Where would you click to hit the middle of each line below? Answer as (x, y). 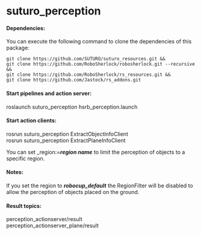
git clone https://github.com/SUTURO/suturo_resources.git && (86, 59)
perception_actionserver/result (44, 219)
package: (18, 48)
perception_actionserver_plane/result (53, 226)
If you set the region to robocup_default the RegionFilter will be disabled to (100, 186)
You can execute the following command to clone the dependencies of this (99, 42)
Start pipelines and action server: (49, 93)
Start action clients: (32, 121)
